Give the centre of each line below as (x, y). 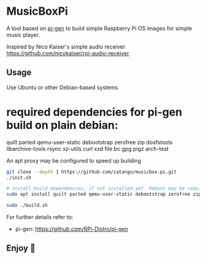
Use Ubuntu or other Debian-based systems (62, 87)
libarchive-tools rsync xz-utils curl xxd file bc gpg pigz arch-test (87, 149)
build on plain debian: (62, 125)
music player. (23, 34)
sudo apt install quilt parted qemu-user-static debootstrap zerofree (98, 195)
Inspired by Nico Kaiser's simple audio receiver (66, 47)
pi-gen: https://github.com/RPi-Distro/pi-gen (72, 229)
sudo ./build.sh (27, 206)
